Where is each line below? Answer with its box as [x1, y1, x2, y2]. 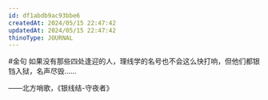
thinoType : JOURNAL [8, 33, 74, 42]
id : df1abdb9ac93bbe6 [8, 11, 81, 20]
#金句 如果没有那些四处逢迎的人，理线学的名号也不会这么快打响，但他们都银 [8, 56, 260, 66]
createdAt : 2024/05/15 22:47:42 [8, 19, 116, 27]
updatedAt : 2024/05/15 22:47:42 [8, 26, 116, 34]
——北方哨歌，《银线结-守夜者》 [8, 83, 114, 93]
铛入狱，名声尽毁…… [8, 67, 78, 76]
